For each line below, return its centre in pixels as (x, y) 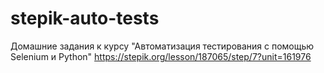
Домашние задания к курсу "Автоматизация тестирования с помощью (162, 46)
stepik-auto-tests (85, 18)
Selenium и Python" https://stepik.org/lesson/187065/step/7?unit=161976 (161, 56)
